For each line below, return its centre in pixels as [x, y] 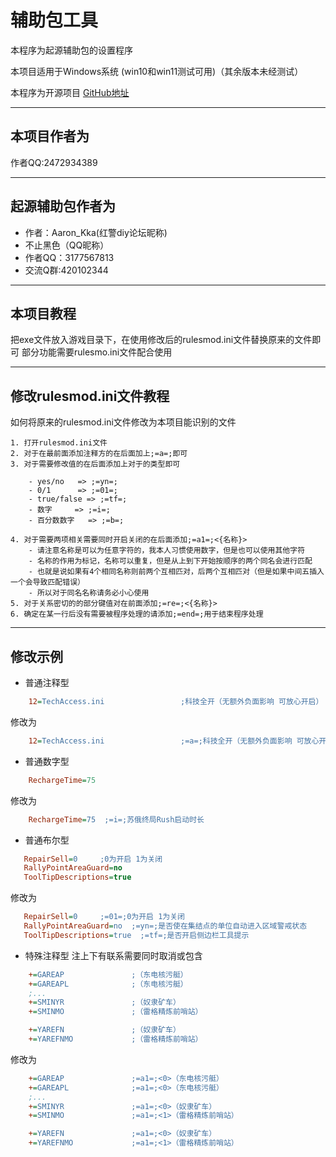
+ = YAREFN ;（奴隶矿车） [104, 1030]
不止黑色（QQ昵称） [67, 245]
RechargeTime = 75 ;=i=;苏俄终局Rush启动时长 [116, 819]
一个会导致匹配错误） [47, 582]
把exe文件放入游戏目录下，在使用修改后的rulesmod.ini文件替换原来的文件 [161, 340]
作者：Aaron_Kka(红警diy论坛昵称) [96, 232]
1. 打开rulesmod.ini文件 [59, 443]
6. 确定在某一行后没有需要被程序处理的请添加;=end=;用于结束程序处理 [137, 614]
